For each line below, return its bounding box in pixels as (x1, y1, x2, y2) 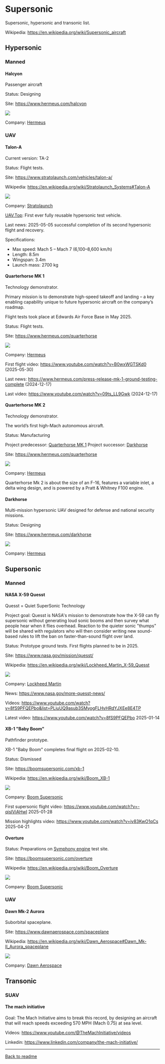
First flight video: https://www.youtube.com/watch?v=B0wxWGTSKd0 (5, 361, 147, 367)
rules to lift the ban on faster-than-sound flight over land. (19, 633, 134, 639)
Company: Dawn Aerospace (5, 962, 62, 968)
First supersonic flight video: (5, 803, 63, 809)
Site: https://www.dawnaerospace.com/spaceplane (5, 929, 109, 935)
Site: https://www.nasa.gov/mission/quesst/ (5, 652, 94, 658)
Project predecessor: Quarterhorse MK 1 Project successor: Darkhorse (5, 442, 148, 448)
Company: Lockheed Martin (5, 681, 61, 686)
